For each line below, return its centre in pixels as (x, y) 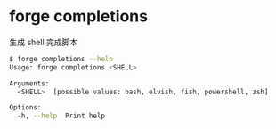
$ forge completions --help (61, 59)
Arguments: (29, 83)
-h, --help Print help (61, 116)
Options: (25, 108)
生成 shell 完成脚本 (44, 42)
